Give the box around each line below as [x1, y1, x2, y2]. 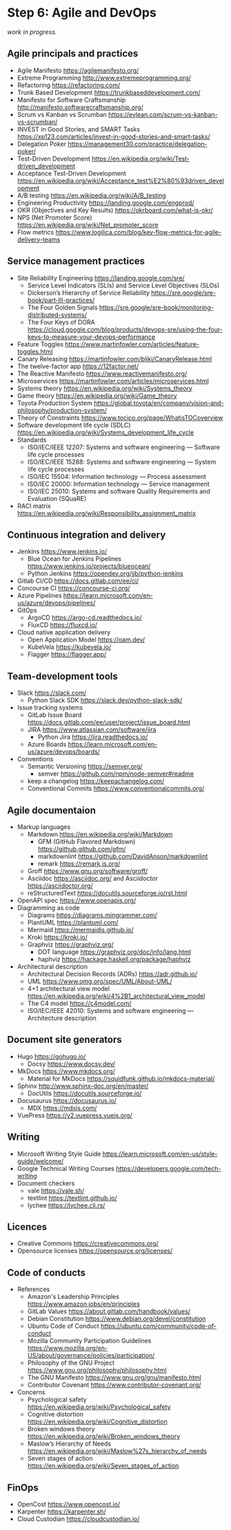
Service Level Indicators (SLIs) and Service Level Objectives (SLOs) [27, 281, 220, 289]
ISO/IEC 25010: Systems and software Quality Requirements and [27, 486, 210, 495]
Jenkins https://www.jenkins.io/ [17, 547, 108, 556]
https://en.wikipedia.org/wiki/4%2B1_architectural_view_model [27, 992, 205, 1000]
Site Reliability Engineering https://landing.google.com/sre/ [17, 273, 185, 282]
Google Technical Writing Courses [17, 1164, 115, 1172]
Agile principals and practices [7, 48, 139, 60]
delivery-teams [17, 235, 61, 244]
